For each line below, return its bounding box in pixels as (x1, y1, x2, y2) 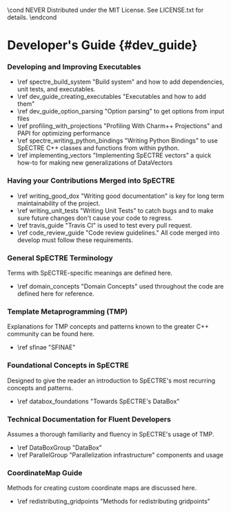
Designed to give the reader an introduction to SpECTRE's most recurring (7, 376, 216, 385)
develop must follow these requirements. (17, 235, 133, 244)
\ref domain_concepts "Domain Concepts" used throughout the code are (17, 282, 224, 291)
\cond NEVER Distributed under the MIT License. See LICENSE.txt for (7, 6, 204, 14)
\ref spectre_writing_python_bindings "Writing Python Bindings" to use (17, 136, 219, 145)
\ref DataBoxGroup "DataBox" (17, 443, 102, 452)
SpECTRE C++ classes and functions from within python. (17, 144, 179, 152)
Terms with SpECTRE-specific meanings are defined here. (7, 269, 173, 277)
